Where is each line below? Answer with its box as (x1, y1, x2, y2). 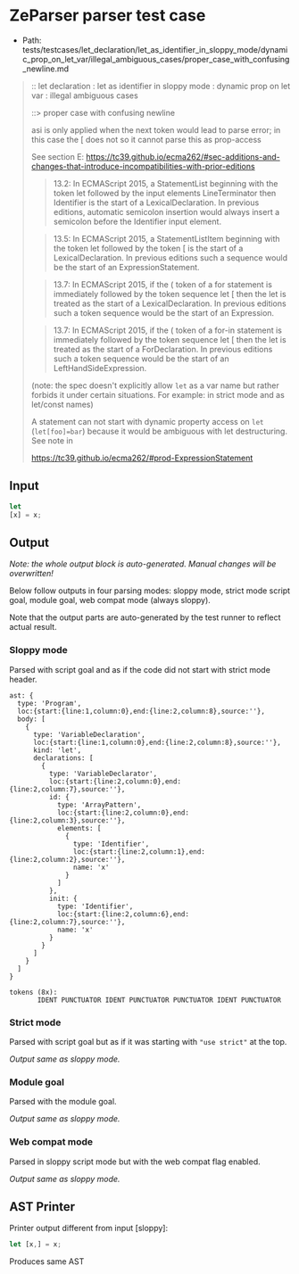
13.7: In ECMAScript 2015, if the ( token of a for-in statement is (53, 325, 283, 335)
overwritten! (9, 568, 54, 579)
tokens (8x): (9, 988, 58, 997)
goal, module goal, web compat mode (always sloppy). (9, 595, 212, 606)
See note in (30, 434, 73, 446)
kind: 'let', (32, 746, 82, 755)
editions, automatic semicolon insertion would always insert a (53, 206, 280, 217)
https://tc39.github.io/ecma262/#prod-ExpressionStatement (30, 452, 253, 463)
